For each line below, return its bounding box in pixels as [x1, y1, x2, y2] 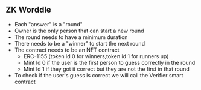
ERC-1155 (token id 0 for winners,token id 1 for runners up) [23, 52, 169, 59]
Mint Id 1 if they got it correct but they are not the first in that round [23, 65, 190, 73]
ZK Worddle [5, 5, 52, 15]
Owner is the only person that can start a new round [14, 27, 144, 34]
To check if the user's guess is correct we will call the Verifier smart [14, 71, 183, 79]
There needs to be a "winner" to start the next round [14, 40, 145, 47]
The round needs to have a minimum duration [14, 33, 128, 41]
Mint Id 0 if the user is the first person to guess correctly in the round [23, 59, 196, 66]
